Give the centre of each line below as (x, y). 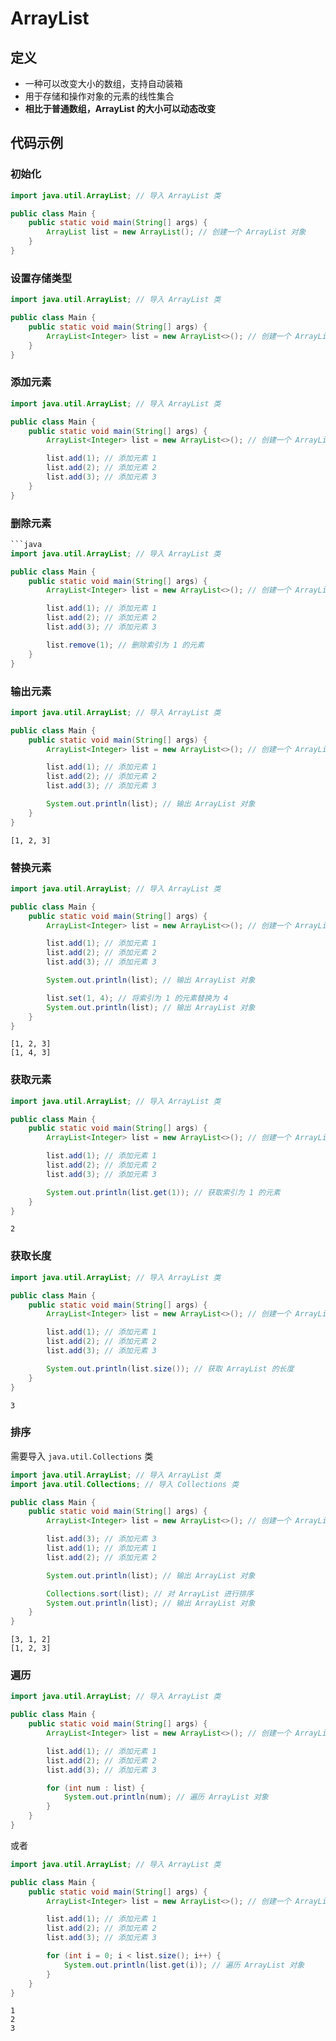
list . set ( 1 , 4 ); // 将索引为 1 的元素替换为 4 (137, 998)
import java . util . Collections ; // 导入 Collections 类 (125, 1484)
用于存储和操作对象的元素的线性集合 (99, 96)
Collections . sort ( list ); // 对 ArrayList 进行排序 (150, 1593)
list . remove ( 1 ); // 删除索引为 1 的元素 (125, 645)
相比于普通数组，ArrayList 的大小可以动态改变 (120, 108)
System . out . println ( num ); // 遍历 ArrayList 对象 (166, 1797)
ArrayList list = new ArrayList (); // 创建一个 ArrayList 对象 (176, 232)
